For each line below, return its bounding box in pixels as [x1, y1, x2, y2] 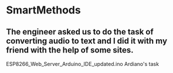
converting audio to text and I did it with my [6, 36, 168, 46]
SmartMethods [6, 4, 81, 17]
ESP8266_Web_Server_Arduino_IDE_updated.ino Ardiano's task [6, 61, 160, 67]
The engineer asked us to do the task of [6, 27, 154, 37]
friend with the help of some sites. [6, 45, 134, 55]
